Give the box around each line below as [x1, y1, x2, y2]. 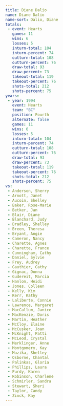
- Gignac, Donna [7, 269, 43, 274]
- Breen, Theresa [7, 226, 45, 232]
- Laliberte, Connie [7, 298, 52, 303]
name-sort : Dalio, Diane [5, 17, 58, 22]
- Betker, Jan [7, 207, 38, 212]
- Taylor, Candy [7, 388, 43, 393]
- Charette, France [7, 245, 50, 251]
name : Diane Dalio [5, 12, 45, 17]
